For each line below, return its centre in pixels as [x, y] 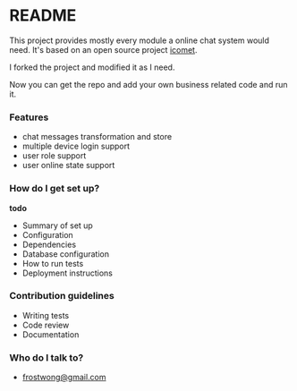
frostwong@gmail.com [64, 378]
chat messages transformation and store [97, 137]
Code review [46, 325]
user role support [54, 156]
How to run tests [53, 263]
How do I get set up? [55, 189]
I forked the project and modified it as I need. [92, 67]
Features [29, 117]
